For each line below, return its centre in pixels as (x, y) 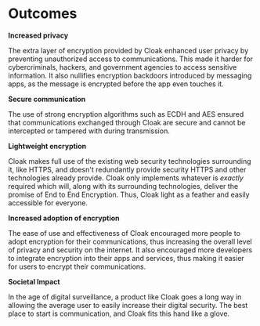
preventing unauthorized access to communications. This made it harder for (130, 59)
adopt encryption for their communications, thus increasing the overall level (130, 241)
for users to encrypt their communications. (77, 266)
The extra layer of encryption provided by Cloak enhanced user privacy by (128, 50)
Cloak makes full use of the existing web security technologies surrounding (130, 161)
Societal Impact (34, 281)
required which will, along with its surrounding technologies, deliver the (123, 186)
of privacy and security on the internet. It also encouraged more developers (130, 250)
